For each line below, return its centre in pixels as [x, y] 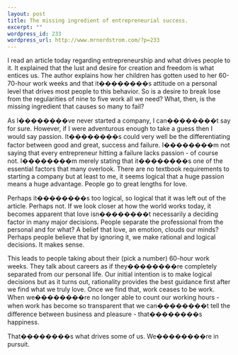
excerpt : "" [25, 27]
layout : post [27, 14]
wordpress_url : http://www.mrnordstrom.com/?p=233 [84, 40]
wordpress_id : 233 [34, 34]
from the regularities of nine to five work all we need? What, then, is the [112, 99]
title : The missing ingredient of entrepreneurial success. [98, 21]
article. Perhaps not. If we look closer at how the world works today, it [109, 206]
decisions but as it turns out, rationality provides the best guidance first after [119, 282]
